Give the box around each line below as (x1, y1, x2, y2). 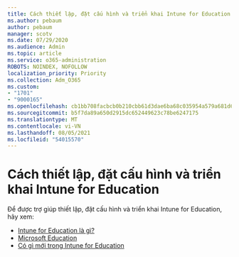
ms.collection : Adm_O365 (7, 76, 81, 84)
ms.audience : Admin (7, 43, 65, 50)
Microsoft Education (17, 234, 78, 242)
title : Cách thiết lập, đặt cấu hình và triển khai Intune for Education (7, 10, 231, 18)
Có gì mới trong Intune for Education (17, 241, 124, 250)
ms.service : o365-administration (7, 57, 107, 64)
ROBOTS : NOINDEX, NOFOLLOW (7, 63, 87, 70)
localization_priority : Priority (7, 70, 107, 77)
